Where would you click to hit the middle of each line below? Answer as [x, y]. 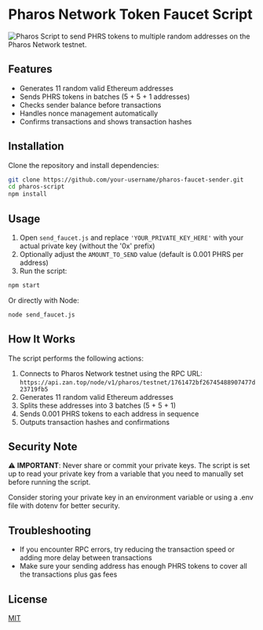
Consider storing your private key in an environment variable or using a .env [131, 497]
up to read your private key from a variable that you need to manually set [126, 474]
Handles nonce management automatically [89, 113]
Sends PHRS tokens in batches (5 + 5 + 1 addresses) [105, 97]
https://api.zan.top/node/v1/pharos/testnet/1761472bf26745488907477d [137, 383]
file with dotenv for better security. [64, 506]
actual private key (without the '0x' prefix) [87, 246]
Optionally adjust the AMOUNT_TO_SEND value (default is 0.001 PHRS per [131, 254]
